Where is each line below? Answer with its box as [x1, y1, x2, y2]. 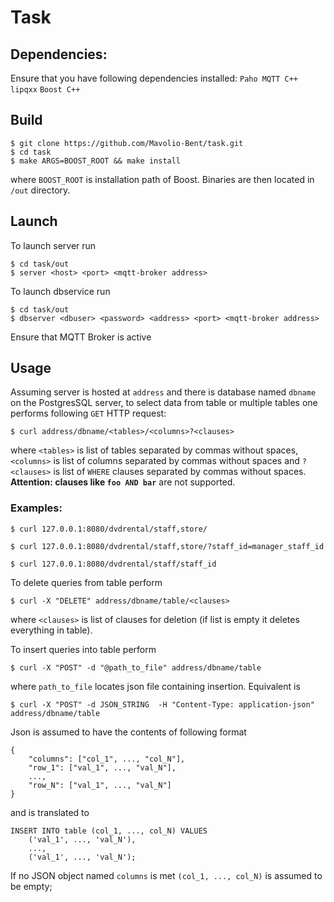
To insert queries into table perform [10, 643, 157, 655]
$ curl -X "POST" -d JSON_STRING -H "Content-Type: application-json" [10, 699, 315, 710]
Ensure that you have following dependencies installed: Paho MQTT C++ [10, 72, 299, 84]
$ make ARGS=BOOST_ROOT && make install [10, 156, 182, 166]
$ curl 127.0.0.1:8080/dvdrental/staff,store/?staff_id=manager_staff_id [10, 541, 325, 551]
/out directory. [10, 184, 71, 196]
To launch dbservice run [10, 285, 111, 297]
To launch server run [10, 239, 97, 251]
